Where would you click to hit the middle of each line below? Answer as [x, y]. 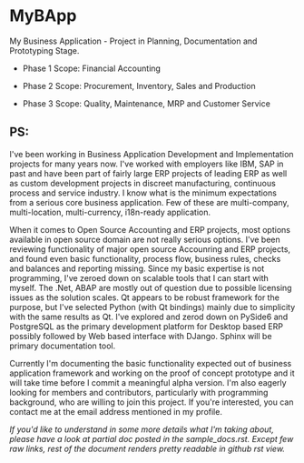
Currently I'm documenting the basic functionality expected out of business [151, 363]
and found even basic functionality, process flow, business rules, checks [145, 258]
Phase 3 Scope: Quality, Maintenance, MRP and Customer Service [146, 103]
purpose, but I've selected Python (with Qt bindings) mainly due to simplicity [152, 307]
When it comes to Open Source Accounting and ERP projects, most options [150, 229]
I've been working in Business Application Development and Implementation [152, 154]
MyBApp [43, 16]
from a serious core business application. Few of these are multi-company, [149, 202]
